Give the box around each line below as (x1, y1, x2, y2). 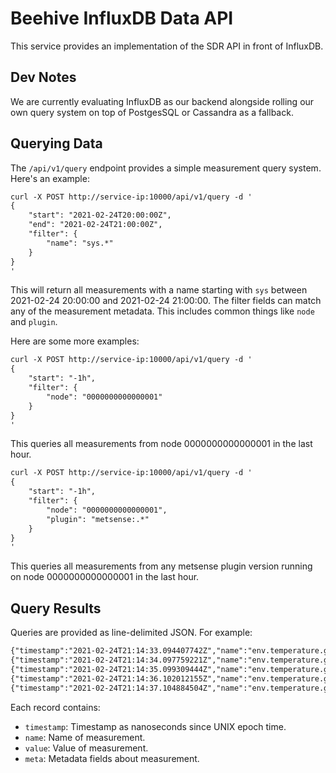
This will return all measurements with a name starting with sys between (10, 284, 308, 296)
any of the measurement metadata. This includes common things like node (10, 305, 315, 317)
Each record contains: (10, 701, 101, 713)
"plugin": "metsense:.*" (46, 514, 150, 524)
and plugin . (10, 316, 58, 328)
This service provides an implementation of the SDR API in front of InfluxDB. (10, 40, 324, 52)
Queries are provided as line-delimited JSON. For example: (10, 627, 253, 639)
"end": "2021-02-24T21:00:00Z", (28, 220, 163, 230)
